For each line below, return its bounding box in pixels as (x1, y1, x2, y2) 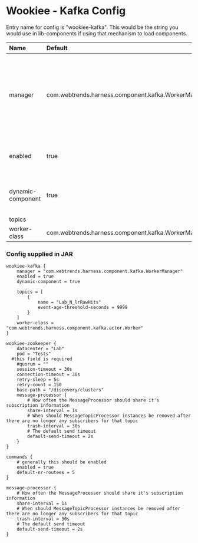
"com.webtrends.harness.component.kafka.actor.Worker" (6, 325, 144, 331)
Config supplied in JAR (6, 249, 74, 258)
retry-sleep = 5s (16, 377, 60, 383)
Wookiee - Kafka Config (6, 4, 126, 18)
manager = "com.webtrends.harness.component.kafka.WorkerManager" (16, 268, 183, 275)
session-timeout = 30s (16, 367, 72, 373)
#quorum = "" (16, 361, 49, 367)
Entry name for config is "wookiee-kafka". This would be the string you (6, 24, 179, 31)
